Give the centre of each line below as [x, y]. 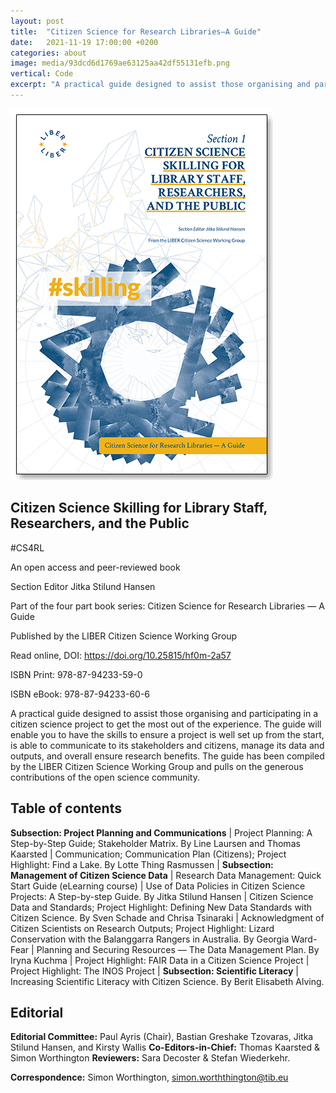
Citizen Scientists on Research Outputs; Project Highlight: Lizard [142, 928]
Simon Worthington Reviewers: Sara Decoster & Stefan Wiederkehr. [150, 1058]
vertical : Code [42, 74]
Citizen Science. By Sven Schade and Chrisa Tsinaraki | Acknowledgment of [167, 917]
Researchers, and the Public [100, 523]
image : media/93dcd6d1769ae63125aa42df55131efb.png [120, 63]
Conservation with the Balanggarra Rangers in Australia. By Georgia [150, 939]
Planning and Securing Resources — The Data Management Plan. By [178, 949]
